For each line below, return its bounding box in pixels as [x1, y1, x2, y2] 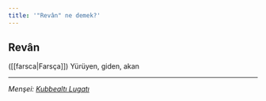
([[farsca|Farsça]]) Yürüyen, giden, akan [8, 62, 140, 71]
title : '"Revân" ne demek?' [8, 11, 101, 20]
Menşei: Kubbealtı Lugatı [8, 84, 89, 94]
